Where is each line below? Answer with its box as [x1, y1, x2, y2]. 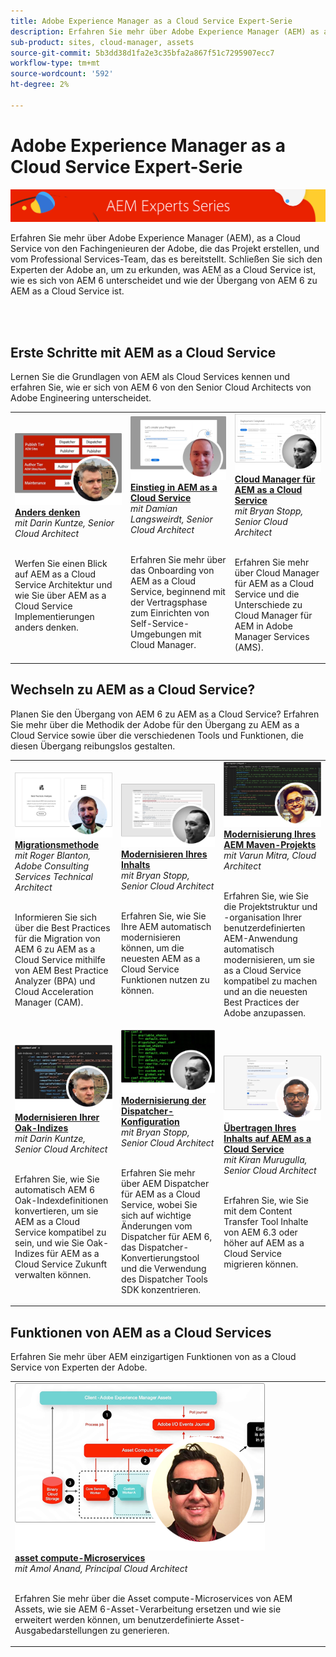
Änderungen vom [121, 1220, 193, 1232]
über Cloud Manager [234, 566, 320, 579]
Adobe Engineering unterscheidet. [10, 392, 152, 404]
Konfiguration [121, 1115, 180, 1127]
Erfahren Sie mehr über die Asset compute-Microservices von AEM [14, 1592, 293, 1604]
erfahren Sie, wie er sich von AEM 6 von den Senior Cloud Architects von [10, 381, 312, 394]
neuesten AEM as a [121, 953, 201, 965]
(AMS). [234, 641, 264, 653]
